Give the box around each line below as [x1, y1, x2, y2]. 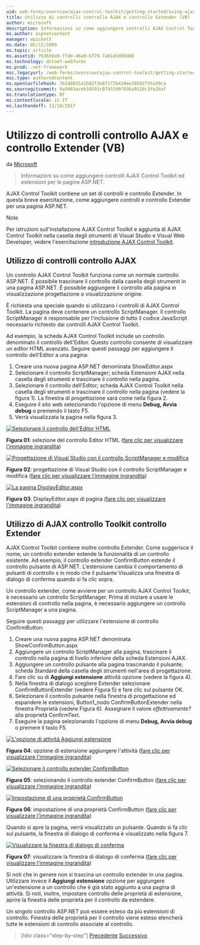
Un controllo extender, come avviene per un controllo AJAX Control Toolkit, [6, 587, 191, 594]
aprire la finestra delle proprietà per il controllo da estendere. [6, 896, 156, 903]
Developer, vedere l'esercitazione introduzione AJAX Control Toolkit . [6, 239, 174, 246]
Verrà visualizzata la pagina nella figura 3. [14, 414, 118, 421]
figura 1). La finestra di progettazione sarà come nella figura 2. [14, 395, 168, 402]
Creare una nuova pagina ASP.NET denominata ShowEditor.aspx [14, 363, 173, 370]
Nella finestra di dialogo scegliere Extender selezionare [14, 680, 151, 687]
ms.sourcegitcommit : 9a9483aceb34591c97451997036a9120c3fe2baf [6, 86, 167, 92]
